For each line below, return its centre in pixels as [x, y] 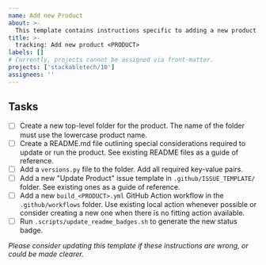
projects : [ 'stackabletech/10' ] [61, 67]
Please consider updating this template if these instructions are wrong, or [129, 245]
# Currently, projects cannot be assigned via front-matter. [111, 60]
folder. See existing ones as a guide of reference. [100, 186]
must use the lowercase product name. [84, 135]
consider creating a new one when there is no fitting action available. [132, 213]
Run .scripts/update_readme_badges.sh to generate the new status [128, 221]
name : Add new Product [46, 15]
